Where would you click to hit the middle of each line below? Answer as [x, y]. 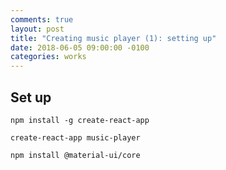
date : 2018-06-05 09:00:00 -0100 [80, 47]
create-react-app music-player [75, 137]
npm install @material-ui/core [75, 155]
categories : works [48, 57]
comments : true [42, 19]
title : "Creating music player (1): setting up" [113, 38]
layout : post [37, 29]
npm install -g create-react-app [80, 120]
